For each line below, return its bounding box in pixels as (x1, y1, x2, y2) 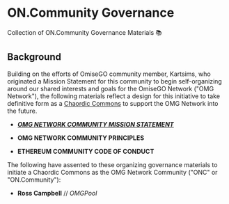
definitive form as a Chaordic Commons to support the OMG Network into (7, 99, 219, 107)
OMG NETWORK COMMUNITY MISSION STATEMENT (17, 120, 174, 128)
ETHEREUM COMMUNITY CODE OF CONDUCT (17, 147, 155, 155)
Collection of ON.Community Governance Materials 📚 (7, 28, 162, 36)
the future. (7, 107, 38, 115)
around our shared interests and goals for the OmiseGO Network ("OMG (7, 84, 214, 93)
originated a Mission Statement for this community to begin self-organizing (7, 77, 223, 85)
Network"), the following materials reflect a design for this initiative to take (7, 92, 221, 100)
